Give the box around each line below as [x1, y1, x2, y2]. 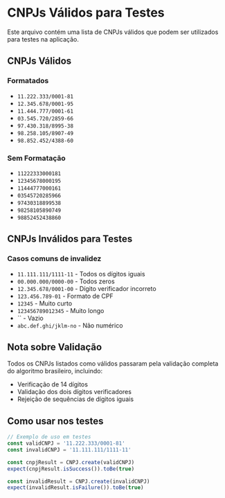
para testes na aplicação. [7, 35, 80, 43]
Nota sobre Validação [7, 341, 102, 353]
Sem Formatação [7, 153, 66, 163]
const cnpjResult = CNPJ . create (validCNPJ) [7, 459, 135, 465]
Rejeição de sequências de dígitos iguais [17, 395, 134, 403]
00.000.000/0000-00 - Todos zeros [17, 277, 116, 285]
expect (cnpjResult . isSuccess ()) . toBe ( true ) [7, 465, 135, 472]
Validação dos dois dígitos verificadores [17, 388, 132, 396]
